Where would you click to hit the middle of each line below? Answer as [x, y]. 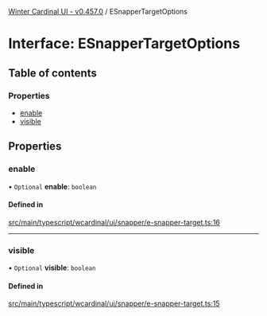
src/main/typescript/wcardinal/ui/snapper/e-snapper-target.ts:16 [114, 222]
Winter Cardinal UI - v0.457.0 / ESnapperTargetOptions [98, 12]
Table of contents [52, 73]
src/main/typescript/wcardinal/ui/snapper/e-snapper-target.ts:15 [114, 304]
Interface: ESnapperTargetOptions [124, 44]
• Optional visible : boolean [52, 268]
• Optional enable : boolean [52, 186]
